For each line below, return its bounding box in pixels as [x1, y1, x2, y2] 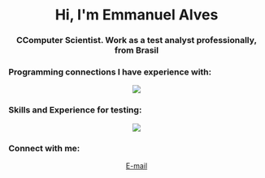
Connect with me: [8, 142, 80, 154]
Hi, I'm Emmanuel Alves [54, 6, 219, 24]
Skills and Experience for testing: [8, 104, 142, 116]
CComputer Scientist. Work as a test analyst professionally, [15, 35, 258, 46]
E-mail [125, 161, 148, 171]
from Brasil [114, 44, 159, 56]
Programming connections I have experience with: [8, 66, 212, 78]
